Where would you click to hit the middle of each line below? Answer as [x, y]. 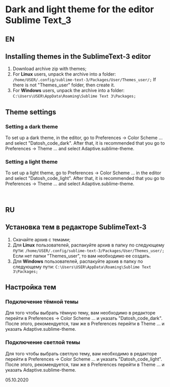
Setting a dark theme [32, 126]
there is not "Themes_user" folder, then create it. [64, 85]
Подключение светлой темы [43, 343]
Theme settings [31, 112]
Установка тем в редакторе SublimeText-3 [76, 227]
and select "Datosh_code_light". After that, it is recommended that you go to [85, 178]
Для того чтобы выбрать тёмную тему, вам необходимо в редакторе [80, 313]
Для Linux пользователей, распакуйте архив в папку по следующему [88, 245]
